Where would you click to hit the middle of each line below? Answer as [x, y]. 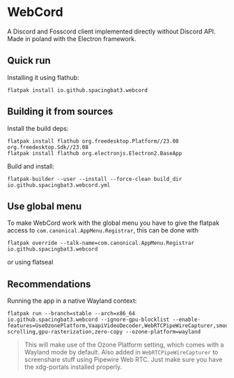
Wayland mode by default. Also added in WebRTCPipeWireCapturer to [121, 352]
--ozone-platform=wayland [163, 332]
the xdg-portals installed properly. [73, 367]
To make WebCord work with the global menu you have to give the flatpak [113, 223]
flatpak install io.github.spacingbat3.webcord [78, 90]
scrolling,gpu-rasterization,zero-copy [65, 332]
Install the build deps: [38, 128]
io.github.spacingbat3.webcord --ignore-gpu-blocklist [88, 320]
